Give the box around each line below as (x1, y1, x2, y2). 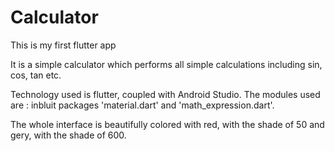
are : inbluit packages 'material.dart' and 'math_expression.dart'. (10, 99, 275, 111)
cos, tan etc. (10, 69, 62, 81)
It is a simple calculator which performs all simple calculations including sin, (10, 58, 323, 70)
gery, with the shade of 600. (10, 129, 127, 141)
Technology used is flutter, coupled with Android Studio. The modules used (10, 88, 321, 100)
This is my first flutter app (10, 39, 117, 51)
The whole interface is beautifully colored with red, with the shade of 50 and (10, 118, 325, 130)
